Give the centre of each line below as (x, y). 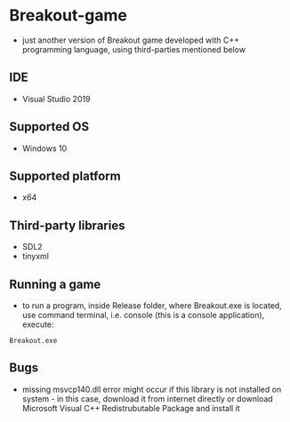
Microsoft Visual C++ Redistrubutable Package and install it (131, 408)
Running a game (55, 284)
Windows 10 (44, 148)
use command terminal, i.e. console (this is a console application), (143, 315)
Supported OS (49, 127)
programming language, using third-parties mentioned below (134, 49)
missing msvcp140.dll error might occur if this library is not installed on (152, 389)
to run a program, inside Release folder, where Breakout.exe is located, (152, 306)
